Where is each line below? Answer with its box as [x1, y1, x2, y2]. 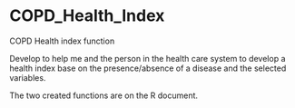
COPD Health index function [9, 35, 115, 46]
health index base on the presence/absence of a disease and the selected [9, 63, 287, 74]
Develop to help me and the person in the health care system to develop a [9, 53, 286, 64]
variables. [9, 72, 46, 83]
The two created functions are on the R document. [9, 90, 198, 101]
